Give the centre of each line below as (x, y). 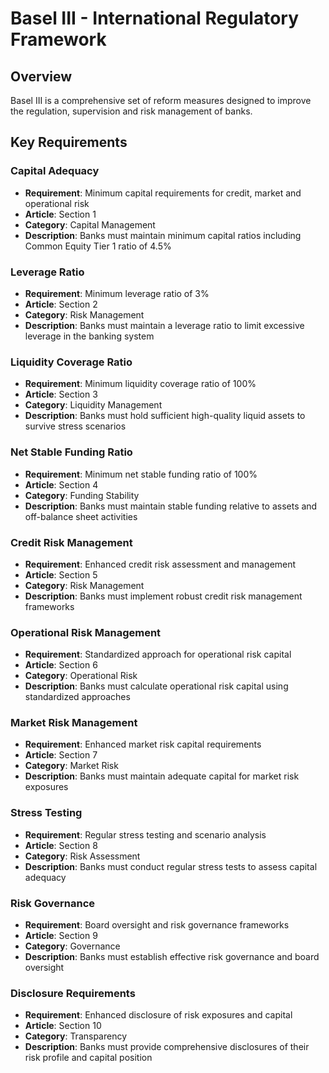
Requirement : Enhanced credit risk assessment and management (160, 564)
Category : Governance (72, 946)
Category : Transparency (76, 1036)
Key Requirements (69, 142)
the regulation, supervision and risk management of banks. (131, 111)
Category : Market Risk (71, 766)
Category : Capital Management (90, 224)
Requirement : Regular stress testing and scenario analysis (145, 834)
